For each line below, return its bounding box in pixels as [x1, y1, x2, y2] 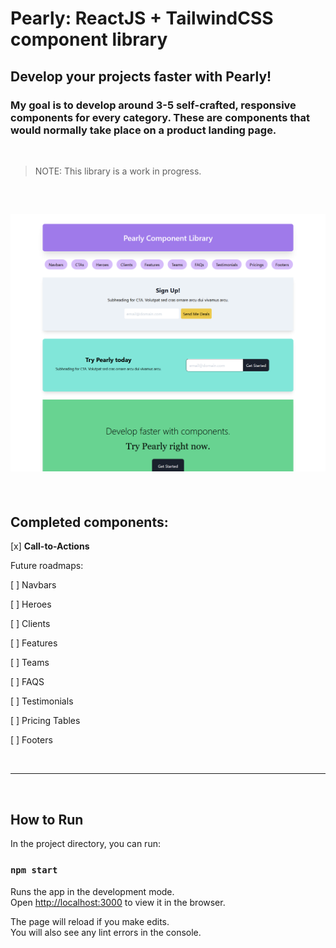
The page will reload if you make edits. [10, 915, 170, 927]
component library [10, 28, 168, 51]
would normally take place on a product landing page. [10, 123, 277, 137]
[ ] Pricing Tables [10, 715, 81, 727]
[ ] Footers [10, 734, 53, 746]
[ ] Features [10, 637, 58, 649]
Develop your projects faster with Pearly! [10, 68, 272, 85]
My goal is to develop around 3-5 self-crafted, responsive [10, 98, 297, 112]
